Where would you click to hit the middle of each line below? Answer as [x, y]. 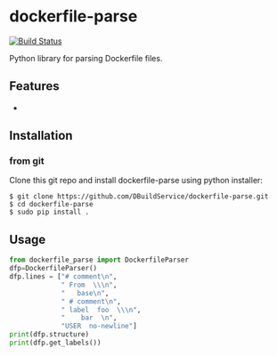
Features [34, 86]
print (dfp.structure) [49, 335]
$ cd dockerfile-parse [51, 205]
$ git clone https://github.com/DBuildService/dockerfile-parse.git [139, 197]
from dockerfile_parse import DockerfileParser [99, 260]
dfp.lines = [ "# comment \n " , [63, 277]
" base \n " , [85, 293]
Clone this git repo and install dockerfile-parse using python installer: [136, 181]
